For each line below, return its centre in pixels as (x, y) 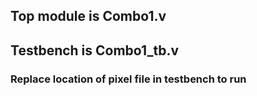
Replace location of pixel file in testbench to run (128, 79)
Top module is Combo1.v (88, 16)
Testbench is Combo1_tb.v (95, 50)
